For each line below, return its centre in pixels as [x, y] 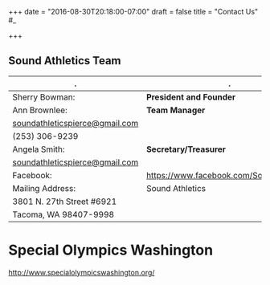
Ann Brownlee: [40, 110]
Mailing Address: [44, 188]
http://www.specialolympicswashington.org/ [82, 272]
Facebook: [32, 175]
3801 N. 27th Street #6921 [65, 202]
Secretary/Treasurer [186, 149]
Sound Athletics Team [65, 61]
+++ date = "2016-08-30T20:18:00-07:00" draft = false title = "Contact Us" [133, 12]
